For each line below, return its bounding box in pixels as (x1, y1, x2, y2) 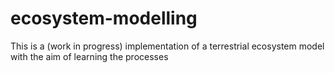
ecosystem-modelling (10, 7, 198, 30)
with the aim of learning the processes (10, 50, 169, 62)
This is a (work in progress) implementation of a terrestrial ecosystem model (10, 40, 325, 52)
